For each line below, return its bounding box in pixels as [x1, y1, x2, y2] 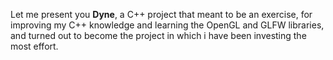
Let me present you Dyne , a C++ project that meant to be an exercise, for [10, 9, 313, 20]
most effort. [10, 40, 59, 52]
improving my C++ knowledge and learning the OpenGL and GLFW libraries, [10, 19, 325, 31]
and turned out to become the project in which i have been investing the [10, 30, 307, 41]
